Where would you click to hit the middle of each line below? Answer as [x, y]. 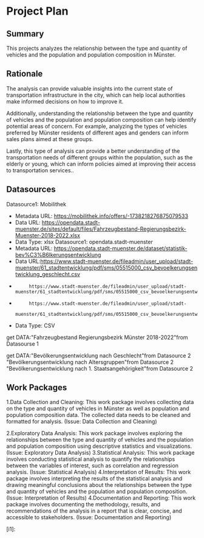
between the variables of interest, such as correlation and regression [93, 466]
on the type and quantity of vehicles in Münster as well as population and [98, 408]
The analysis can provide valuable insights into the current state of [90, 88]
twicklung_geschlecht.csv [48, 274]
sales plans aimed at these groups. [50, 139]
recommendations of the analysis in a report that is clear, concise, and [94, 511]
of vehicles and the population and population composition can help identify [101, 119]
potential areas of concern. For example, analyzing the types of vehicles [97, 126]
